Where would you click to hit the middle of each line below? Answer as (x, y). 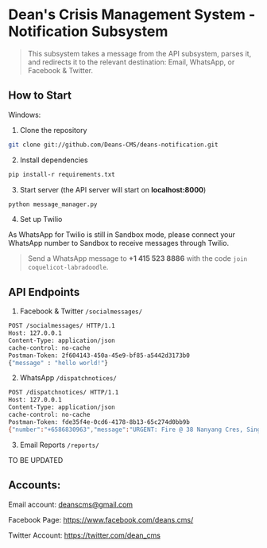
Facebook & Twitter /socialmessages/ (81, 311)
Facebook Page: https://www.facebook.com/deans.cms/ (101, 519)
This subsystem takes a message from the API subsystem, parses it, (139, 53)
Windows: (25, 115)
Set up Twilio (41, 220)
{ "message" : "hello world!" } (58, 363)
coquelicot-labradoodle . (68, 267)
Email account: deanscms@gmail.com (71, 504)
